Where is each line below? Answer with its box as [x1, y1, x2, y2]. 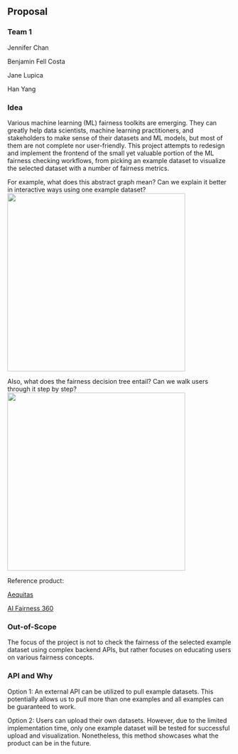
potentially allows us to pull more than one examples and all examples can [7, 694, 224, 703]
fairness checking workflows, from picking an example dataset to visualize [7, 156, 226, 164]
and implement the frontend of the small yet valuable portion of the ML [7, 149, 215, 157]
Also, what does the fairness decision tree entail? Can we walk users [7, 377, 208, 385]
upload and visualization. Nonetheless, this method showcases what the [7, 731, 219, 740]
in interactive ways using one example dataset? [7, 185, 146, 194]
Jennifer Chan [7, 43, 49, 52]
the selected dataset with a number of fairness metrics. [7, 164, 169, 172]
